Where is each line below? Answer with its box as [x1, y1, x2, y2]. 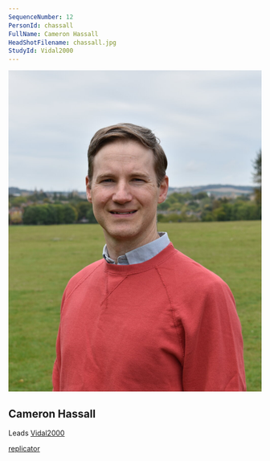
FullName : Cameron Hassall [8, 30, 99, 38]
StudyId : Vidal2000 [8, 47, 74, 55]
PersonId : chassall [8, 21, 74, 30]
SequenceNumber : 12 [8, 13, 74, 21]
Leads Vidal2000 [8, 428, 65, 438]
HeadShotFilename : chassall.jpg [8, 39, 117, 47]
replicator [8, 444, 40, 454]
